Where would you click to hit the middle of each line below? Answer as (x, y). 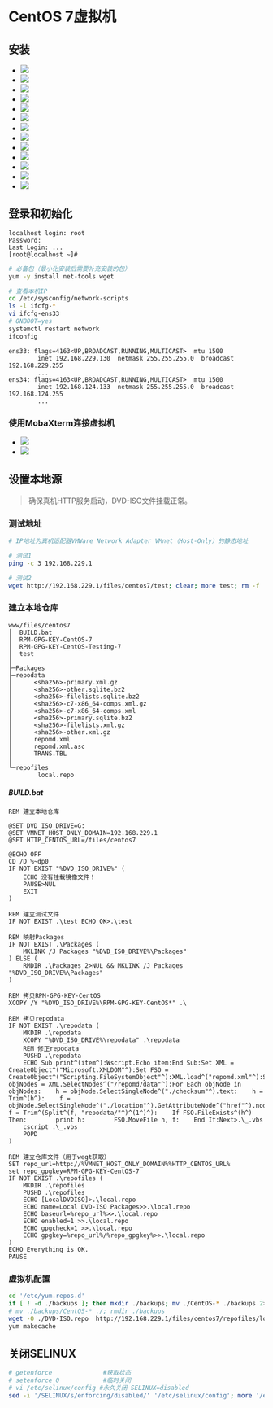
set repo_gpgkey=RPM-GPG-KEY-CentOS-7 (74, 1171)
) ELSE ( (23, 958)
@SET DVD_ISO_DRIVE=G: (47, 826)
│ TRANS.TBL (38, 754)
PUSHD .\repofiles (54, 1192)
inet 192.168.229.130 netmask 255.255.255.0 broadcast (136, 358)
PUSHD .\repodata (52, 1056)
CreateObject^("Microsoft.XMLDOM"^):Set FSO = (89, 1070)
